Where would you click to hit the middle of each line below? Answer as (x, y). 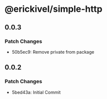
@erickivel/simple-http (53, 9)
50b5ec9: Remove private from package (53, 52)
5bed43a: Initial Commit (36, 92)
